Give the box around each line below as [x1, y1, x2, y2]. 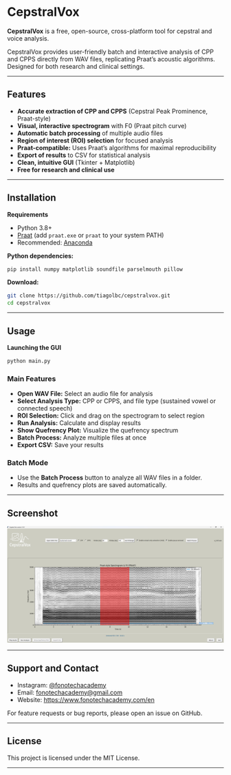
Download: [7, 278, 39, 287]
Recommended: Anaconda [16, 238, 93, 247]
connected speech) [16, 404, 73, 413]
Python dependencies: [7, 251, 74, 260]
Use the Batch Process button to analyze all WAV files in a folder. [16, 473, 203, 482]
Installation [7, 192, 56, 204]
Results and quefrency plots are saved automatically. [16, 481, 167, 489]
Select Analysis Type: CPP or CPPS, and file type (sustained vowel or [16, 397, 217, 405]
